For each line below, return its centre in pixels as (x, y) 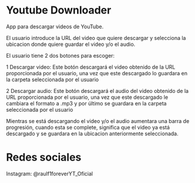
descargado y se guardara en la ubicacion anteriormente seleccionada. (93, 134)
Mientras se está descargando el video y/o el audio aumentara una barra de (98, 121)
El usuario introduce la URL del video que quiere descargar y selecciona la (96, 38)
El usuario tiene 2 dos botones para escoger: (60, 55)
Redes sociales (44, 157)
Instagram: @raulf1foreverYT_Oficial (49, 174)
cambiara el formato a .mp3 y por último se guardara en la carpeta (86, 103)
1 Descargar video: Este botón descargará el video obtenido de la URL (91, 67)
